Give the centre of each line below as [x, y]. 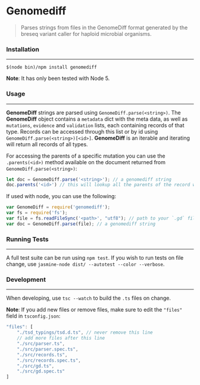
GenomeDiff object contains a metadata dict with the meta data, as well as [97, 119]
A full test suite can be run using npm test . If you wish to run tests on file [95, 258]
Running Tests [27, 239]
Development [26, 280]
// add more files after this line [61, 338]
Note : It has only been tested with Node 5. [58, 78]
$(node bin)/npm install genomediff [51, 67]
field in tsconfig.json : [33, 316]
